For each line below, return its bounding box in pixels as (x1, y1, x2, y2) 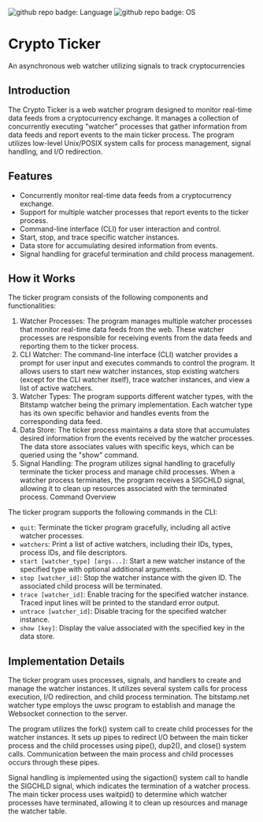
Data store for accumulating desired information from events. (19, 240, 218, 250)
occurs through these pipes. (8, 757, 100, 768)
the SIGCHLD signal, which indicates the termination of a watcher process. (8, 781, 250, 791)
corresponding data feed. (19, 417, 102, 426)
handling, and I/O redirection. (8, 147, 103, 156)
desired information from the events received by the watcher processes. (19, 433, 254, 443)
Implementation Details (8, 654, 125, 668)
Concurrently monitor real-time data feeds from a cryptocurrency (19, 190, 232, 200)
